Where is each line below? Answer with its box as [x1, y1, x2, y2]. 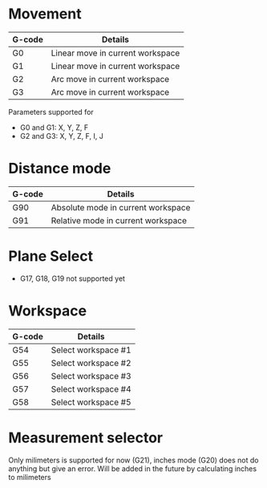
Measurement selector [8, 429, 164, 446]
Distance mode [8, 160, 111, 177]
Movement [8, 5, 82, 23]
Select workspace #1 [51, 344, 131, 356]
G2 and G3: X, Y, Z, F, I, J [19, 131, 104, 140]
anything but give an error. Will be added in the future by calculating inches [8, 463, 257, 474]
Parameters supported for [8, 107, 94, 116]
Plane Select [8, 247, 94, 266]
